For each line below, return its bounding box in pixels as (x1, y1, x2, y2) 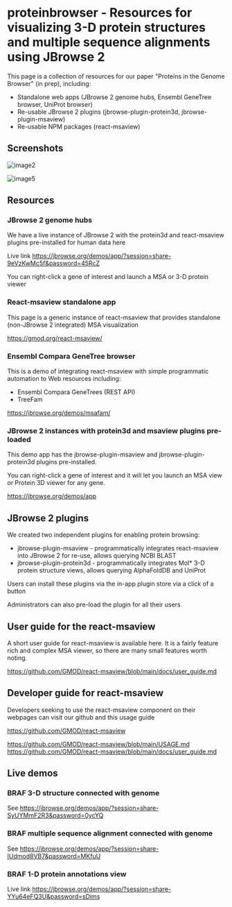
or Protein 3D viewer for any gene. (7, 479, 105, 487)
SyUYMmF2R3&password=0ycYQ (7, 811, 104, 820)
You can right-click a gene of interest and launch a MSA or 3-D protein (7, 273, 209, 281)
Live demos (7, 768, 58, 779)
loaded (7, 434, 31, 444)
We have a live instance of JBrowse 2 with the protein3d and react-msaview (7, 231, 224, 239)
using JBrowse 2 (7, 49, 105, 65)
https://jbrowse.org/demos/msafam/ (7, 409, 111, 417)
